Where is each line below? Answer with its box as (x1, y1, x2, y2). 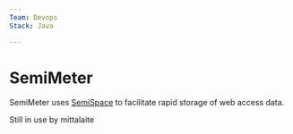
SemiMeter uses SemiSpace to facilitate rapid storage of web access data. (9, 97, 285, 108)
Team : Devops (9, 13, 58, 22)
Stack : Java (9, 21, 54, 30)
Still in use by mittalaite (9, 114, 95, 125)
